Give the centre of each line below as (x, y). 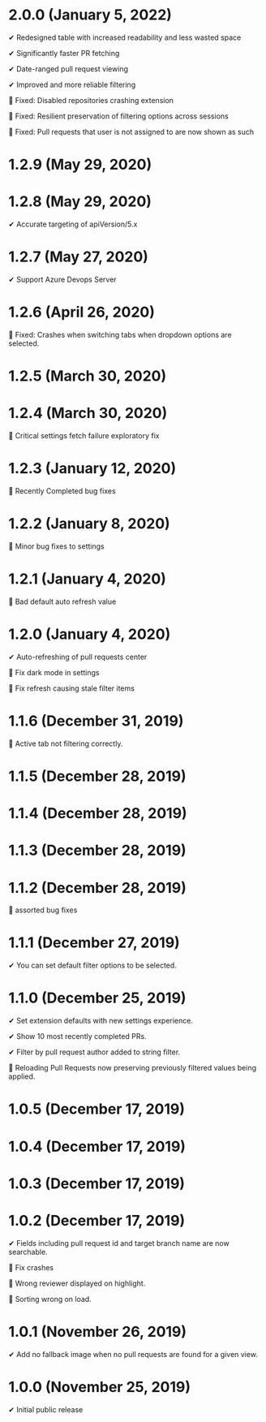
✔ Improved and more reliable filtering (72, 84)
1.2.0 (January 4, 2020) (90, 634)
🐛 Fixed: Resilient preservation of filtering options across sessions (118, 116)
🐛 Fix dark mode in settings (54, 672)
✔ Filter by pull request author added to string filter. (94, 1052)
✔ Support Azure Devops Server (62, 279)
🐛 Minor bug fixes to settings (56, 546)
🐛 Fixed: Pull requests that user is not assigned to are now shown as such (131, 131)
